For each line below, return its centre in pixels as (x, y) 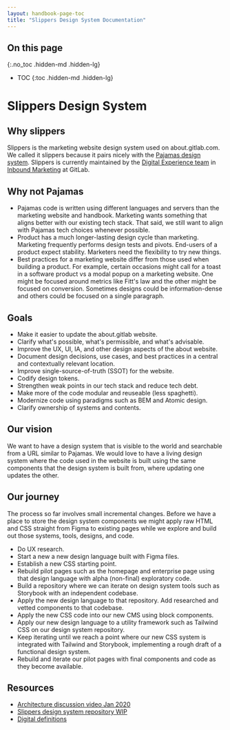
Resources (31, 688)
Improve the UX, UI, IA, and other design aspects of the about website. (117, 348)
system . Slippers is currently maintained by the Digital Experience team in (112, 162)
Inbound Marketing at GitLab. (49, 170)
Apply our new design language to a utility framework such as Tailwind (117, 622)
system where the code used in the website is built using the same (102, 460)
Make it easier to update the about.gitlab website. (87, 334)
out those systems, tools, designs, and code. (71, 535)
